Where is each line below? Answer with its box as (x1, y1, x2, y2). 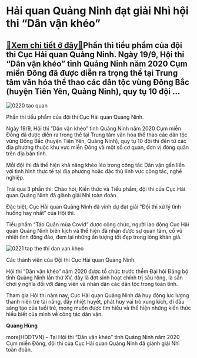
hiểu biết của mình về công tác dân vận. (6, 311, 103, 317)
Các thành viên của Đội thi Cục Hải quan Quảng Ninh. (6, 256, 136, 263)
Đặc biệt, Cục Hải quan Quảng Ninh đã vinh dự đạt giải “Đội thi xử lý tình (6, 203, 181, 210)
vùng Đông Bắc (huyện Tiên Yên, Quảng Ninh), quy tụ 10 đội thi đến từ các (6, 138, 187, 144)
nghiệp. (6, 174, 25, 181)
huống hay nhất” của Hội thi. (6, 210, 75, 216)
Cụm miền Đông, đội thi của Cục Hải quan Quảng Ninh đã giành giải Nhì (6, 340, 180, 347)
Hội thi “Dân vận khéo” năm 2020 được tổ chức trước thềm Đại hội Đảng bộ (6, 268, 189, 275)
